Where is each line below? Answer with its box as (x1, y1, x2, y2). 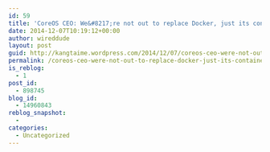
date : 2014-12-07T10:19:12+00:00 (8, 27, 121, 35)
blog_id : (8, 94, 38, 102)
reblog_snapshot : (8, 109, 67, 117)
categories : (8, 124, 48, 132)
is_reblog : (8, 64, 45, 72)
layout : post (8, 42, 52, 50)
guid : (8, 49, 27, 57)
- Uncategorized (15, 131, 70, 139)
